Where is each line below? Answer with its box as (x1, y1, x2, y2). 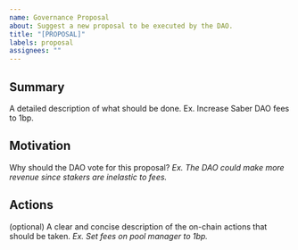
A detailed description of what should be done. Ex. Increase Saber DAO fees (9, 103, 290, 113)
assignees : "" (9, 46, 62, 55)
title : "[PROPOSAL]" (9, 29, 87, 38)
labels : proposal (9, 37, 74, 47)
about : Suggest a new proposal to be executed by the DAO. (9, 21, 234, 30)
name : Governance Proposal (9, 12, 110, 22)
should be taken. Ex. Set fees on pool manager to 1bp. (9, 230, 208, 241)
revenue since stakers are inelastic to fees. (9, 171, 168, 182)
